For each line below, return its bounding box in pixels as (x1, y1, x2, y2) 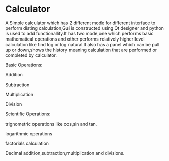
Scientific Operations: (5, 111, 51, 117)
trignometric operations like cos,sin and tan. (5, 120, 97, 127)
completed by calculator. (5, 52, 57, 58)
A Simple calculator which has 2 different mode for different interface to (5, 20, 156, 26)
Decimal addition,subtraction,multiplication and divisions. (5, 150, 125, 156)
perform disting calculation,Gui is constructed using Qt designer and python (5, 25, 164, 31)
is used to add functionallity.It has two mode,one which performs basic (5, 30, 154, 36)
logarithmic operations (5, 130, 52, 137)
